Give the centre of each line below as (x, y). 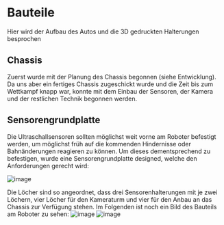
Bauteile (31, 13)
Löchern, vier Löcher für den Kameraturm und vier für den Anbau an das (110, 199)
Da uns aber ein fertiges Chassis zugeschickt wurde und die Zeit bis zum (110, 84)
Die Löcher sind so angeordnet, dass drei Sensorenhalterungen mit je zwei (112, 192)
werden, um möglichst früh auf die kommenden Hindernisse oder (99, 144)
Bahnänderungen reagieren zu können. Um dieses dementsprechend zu (109, 151)
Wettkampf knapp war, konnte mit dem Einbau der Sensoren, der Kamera (110, 91)
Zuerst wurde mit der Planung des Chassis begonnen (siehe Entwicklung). (112, 77)
